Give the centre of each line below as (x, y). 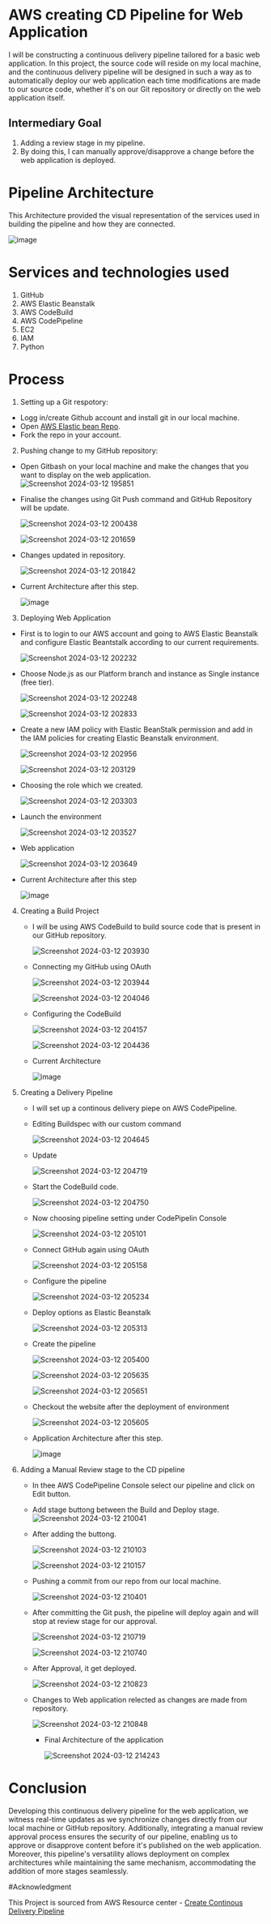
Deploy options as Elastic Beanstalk (91, 1312)
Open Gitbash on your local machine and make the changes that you (134, 466)
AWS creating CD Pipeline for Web (126, 15)
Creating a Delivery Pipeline (66, 1092)
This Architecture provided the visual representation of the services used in (134, 215)
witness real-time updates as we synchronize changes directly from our (128, 1819)
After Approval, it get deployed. (85, 1668)
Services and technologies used (119, 272)
